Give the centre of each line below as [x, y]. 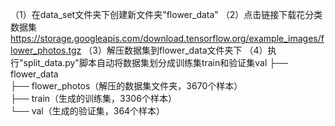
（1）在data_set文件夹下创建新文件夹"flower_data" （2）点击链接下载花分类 [166, 14]
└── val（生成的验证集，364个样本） [88, 111]
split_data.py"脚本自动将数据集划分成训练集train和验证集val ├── [156, 62]
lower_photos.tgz [46, 50]
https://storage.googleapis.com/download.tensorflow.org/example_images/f [167, 38]
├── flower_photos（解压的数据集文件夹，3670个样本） [126, 86]
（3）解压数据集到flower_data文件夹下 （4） [175, 50]
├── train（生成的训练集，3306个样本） [93, 98]
